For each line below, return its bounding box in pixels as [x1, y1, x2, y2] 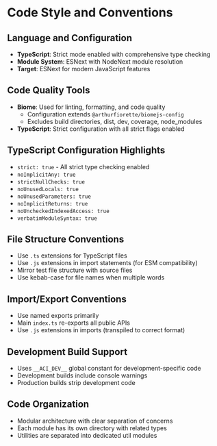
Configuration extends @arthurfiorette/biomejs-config [27, 110, 184, 118]
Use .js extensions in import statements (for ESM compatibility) [16, 259, 198, 267]
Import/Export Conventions [7, 293, 127, 305]
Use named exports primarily [16, 312, 99, 320]
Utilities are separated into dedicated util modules [16, 431, 157, 439]
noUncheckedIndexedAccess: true [16, 208, 110, 214]
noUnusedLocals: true [16, 186, 79, 193]
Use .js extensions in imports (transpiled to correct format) [16, 326, 186, 334]
